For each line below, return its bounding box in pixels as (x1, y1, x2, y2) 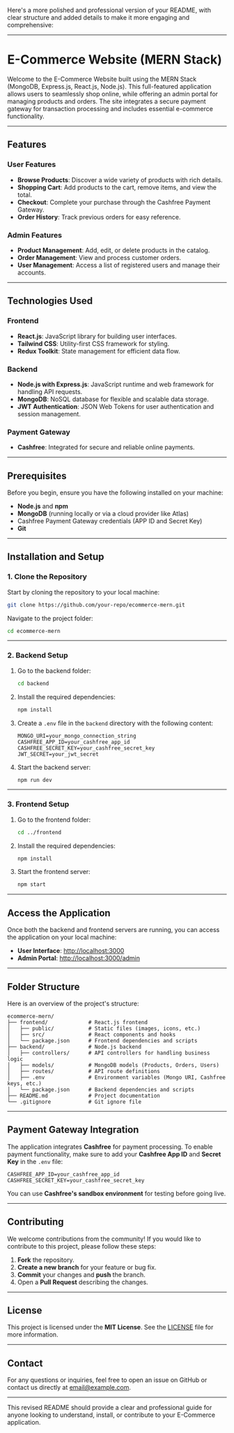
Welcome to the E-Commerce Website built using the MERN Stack (7, 75, 197, 83)
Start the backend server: (17, 763, 91, 771)
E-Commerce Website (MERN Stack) (7, 52, 223, 68)
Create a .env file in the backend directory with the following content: (17, 719, 214, 727)
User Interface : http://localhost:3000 (17, 947, 125, 955)
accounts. (17, 268, 47, 277)
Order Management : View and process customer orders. (17, 253, 182, 261)
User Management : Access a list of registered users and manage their (17, 261, 221, 269)
